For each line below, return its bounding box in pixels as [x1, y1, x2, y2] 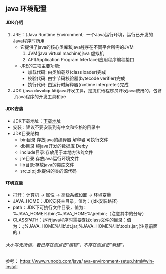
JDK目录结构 [12, 130, 39, 136]
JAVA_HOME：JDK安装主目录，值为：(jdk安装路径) [12, 198, 118, 204]
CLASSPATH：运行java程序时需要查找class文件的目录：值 [12, 217, 132, 223]
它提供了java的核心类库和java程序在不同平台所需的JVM [20, 44, 134, 50]
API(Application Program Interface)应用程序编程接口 [27, 56, 135, 62]
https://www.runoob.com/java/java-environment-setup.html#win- [19, 258, 155, 264]
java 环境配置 [5, 4, 47, 13]
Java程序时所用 [12, 38, 45, 44]
